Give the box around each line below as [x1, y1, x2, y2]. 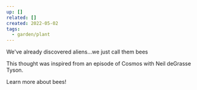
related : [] [6, 15, 36, 21]
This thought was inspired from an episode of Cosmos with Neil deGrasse [6, 60, 192, 67]
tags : [6, 26, 20, 32]
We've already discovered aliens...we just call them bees [6, 48, 148, 55]
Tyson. [6, 66, 24, 74]
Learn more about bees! [6, 78, 67, 86]
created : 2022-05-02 [6, 20, 59, 26]
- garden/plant [12, 32, 50, 38]
